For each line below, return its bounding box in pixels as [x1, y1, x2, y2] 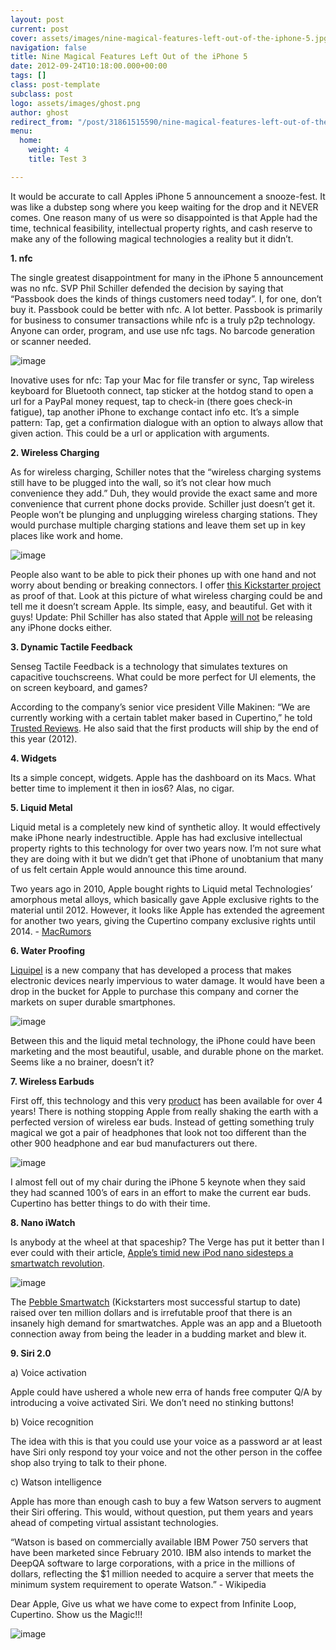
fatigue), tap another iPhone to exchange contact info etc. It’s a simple [10, 406, 300, 418]
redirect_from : [10, 117, 74, 127]
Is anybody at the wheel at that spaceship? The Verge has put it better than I [10, 1236, 325, 1248]
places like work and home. [10, 529, 124, 541]
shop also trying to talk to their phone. [10, 1456, 168, 1468]
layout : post [10, 14, 65, 25]
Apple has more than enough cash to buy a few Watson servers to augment [10, 1495, 322, 1507]
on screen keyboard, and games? [10, 681, 148, 693]
